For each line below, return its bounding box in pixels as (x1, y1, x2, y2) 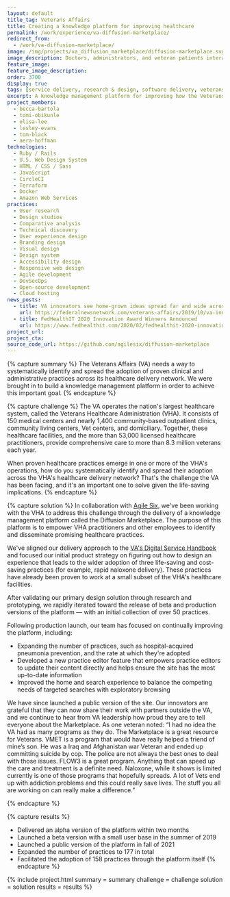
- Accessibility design (13, 258, 81, 265)
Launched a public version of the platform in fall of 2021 (16, 840, 175, 849)
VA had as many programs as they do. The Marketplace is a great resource (7, 728, 218, 736)
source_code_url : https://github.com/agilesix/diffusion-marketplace (7, 341, 210, 348)
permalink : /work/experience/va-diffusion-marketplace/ (7, 29, 170, 36)
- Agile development (13, 271, 72, 278)
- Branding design (13, 239, 66, 247)
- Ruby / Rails (13, 150, 57, 157)
